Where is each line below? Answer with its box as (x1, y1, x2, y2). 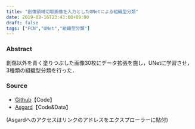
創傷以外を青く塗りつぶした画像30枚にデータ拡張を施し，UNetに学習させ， (6, 59, 193, 66)
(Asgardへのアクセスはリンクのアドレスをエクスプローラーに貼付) (6, 116, 169, 123)
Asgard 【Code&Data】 (14, 103, 72, 111)
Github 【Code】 (14, 96, 55, 103)
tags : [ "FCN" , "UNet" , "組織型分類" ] (6, 25, 91, 32)
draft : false (6, 20, 39, 26)
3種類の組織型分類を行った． (6, 67, 78, 74)
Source (6, 81, 28, 90)
